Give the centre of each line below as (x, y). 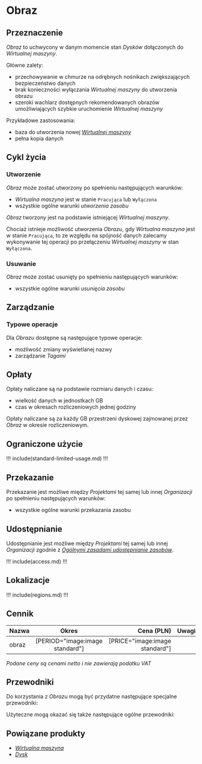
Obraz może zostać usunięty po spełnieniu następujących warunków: (92, 277)
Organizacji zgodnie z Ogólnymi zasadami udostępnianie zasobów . (90, 550)
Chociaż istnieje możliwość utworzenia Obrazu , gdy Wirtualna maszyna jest (101, 229)
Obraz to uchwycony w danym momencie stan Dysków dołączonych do (95, 47)
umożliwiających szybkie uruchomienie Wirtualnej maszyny (89, 109)
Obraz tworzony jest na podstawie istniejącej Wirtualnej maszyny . (88, 217)
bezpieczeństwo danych (45, 83)
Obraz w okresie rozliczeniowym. (47, 425)
